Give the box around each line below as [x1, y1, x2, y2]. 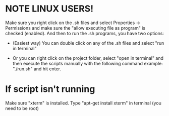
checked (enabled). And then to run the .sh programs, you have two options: [5, 30, 164, 36]
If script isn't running [5, 83, 95, 95]
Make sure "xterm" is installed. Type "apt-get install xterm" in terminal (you [5, 100, 161, 106]
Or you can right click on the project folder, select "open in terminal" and [12, 55, 164, 61]
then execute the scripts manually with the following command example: [12, 60, 163, 66]
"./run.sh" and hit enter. [12, 66, 62, 72]
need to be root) [5, 105, 39, 111]
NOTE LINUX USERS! [5, 3, 94, 15]
